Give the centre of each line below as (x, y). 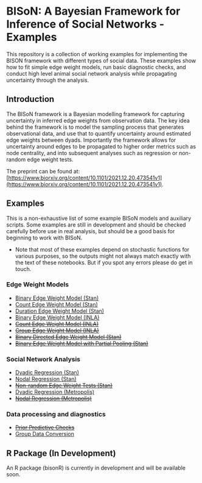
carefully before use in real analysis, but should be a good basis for (91, 231)
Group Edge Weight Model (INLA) (57, 330)
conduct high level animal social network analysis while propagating (92, 73)
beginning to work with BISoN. (44, 238)
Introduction (30, 99)
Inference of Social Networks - (85, 24)
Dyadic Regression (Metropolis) (55, 392)
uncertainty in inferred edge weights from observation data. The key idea (98, 120)
